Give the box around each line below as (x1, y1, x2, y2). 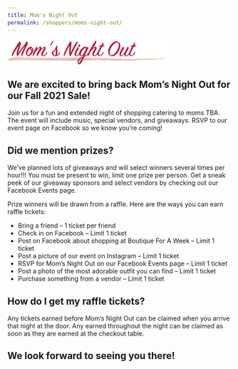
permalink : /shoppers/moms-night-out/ (7, 19, 123, 26)
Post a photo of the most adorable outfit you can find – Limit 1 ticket (17, 267, 216, 276)
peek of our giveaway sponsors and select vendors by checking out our (7, 178, 219, 187)
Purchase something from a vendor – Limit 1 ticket (17, 275, 165, 283)
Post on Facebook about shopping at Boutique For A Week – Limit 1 (17, 236, 215, 246)
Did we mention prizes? (7, 144, 114, 156)
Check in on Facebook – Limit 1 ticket (17, 229, 127, 238)
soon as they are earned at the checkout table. (7, 329, 145, 338)
